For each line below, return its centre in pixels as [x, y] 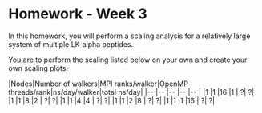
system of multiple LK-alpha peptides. [71, 44]
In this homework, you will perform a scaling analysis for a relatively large [129, 36]
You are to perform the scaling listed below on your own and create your [128, 60]
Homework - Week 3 [78, 14]
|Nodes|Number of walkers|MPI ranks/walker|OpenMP [98, 84]
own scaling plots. [38, 68]
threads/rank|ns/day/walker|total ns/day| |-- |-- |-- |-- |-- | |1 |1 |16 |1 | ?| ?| [131, 92]
